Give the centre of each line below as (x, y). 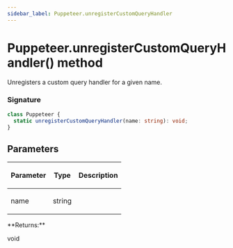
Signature (24, 100)
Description (98, 176)
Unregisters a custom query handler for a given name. (85, 82)
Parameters (33, 149)
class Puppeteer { (34, 114)
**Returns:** (26, 225)
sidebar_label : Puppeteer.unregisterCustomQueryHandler (90, 14)
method (80, 63)
